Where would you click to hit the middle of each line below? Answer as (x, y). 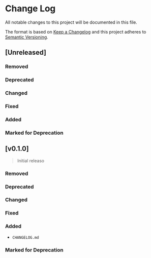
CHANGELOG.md (26, 237)
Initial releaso (30, 160)
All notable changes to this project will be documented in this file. (71, 22)
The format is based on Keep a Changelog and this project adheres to (76, 32)
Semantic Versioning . (27, 37)
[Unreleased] (26, 53)
